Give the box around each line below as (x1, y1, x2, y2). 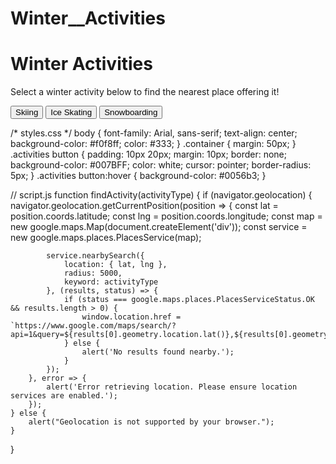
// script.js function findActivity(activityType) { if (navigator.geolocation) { (10, 189, 313, 201)
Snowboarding (104, 107, 158, 118)
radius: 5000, (63, 268, 123, 279)
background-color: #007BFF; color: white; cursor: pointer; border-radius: (10, 159, 312, 171)
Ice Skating (50, 107, 93, 118)
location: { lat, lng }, (63, 260, 168, 270)
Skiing (15, 107, 39, 118)
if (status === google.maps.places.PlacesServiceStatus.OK (63, 295, 315, 305)
